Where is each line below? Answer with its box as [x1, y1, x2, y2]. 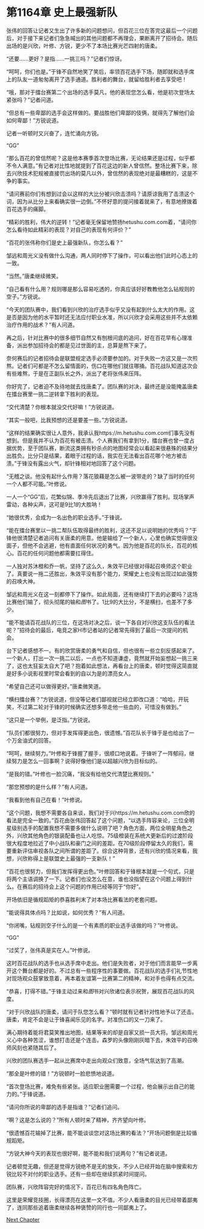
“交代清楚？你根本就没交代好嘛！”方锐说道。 [6, 403, 118, 410]
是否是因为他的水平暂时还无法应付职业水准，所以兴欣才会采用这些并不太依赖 [6, 313, 198, 320]
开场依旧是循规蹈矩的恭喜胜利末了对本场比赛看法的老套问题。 [6, 896, 161, 903]
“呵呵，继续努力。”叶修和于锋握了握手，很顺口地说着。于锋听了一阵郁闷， [6, 750, 189, 757]
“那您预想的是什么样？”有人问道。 [6, 783, 91, 791]
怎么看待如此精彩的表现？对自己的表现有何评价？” [6, 226, 132, 233]
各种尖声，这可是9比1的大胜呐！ [22, 501, 103, 508]
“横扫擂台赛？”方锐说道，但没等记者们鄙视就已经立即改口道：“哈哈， [6, 695, 178, 703]
